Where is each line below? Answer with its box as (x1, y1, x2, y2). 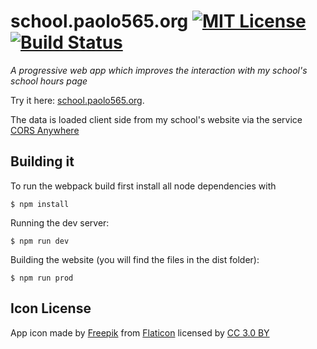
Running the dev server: (10, 216, 110, 229)
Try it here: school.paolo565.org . (10, 94, 145, 106)
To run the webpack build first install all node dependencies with (10, 180, 277, 192)
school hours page (10, 75, 88, 87)
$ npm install (10, 199, 70, 209)
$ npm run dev (10, 236, 70, 246)
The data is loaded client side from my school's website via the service (10, 113, 303, 125)
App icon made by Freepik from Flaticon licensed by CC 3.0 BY (10, 326, 270, 339)
